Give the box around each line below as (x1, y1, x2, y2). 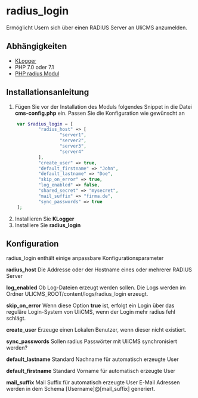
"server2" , (59, 137, 86, 144)
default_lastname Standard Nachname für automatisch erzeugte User (6, 356, 179, 363)
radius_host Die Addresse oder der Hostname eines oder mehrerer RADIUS (6, 266, 193, 273)
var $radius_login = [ (17, 121, 73, 127)
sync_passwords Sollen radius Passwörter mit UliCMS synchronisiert (6, 338, 178, 345)
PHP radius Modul (14, 70, 60, 77)
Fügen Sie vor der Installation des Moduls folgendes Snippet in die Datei (14, 103, 192, 110)
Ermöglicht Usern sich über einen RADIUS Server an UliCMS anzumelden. (6, 24, 188, 31)
